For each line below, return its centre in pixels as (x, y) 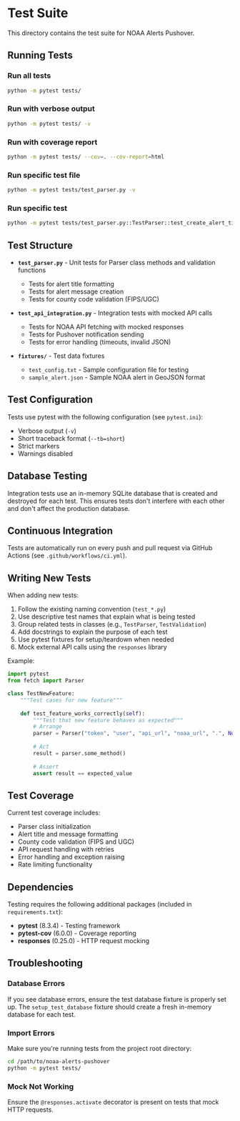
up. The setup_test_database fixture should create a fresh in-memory (110, 1007)
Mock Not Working (41, 1086)
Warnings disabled (45, 453)
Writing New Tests (49, 578)
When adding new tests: (43, 595)
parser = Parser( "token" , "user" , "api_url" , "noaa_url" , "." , (129, 734)
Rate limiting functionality (55, 865)
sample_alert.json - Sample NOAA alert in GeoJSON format (117, 377)
